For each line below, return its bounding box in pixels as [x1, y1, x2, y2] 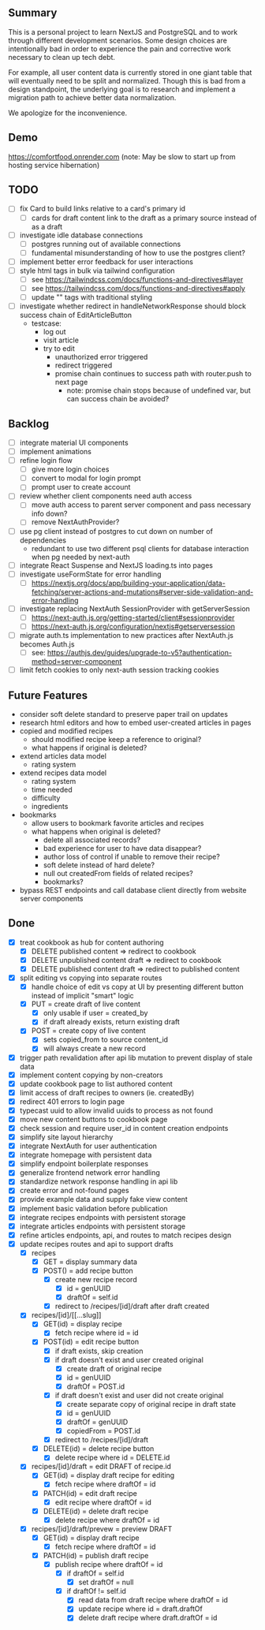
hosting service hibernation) [8, 160, 100, 170]
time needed [31, 785, 73, 794]
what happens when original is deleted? [31, 826, 161, 836]
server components [19, 893, 84, 903]
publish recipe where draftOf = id [54, 1560, 163, 1568]
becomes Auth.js [19, 640, 75, 649]
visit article [43, 335, 79, 345]
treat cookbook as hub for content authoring [19, 938, 164, 947]
